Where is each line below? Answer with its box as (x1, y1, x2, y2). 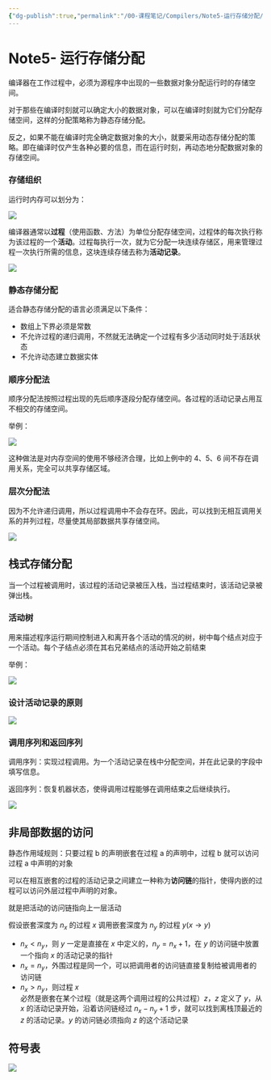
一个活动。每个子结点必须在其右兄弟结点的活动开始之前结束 (8, 642, 206, 652)
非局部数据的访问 (8, 825, 94, 839)
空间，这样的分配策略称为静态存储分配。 (15, 115, 150, 125)
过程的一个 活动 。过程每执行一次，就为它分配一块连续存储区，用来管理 (22, 236, 256, 247)
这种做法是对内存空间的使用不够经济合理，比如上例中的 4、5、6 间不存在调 (8, 454, 259, 464)
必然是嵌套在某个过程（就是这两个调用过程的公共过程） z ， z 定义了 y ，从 (19, 993, 263, 1003)
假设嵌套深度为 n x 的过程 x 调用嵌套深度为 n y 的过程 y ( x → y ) (8, 920, 211, 932)
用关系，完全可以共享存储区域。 (8, 464, 115, 473)
